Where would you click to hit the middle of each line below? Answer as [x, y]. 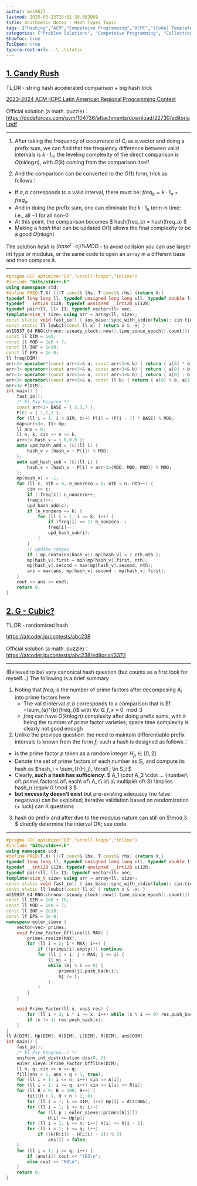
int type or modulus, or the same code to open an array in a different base [96, 254]
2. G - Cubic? [30, 611]
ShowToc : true [23, 39]
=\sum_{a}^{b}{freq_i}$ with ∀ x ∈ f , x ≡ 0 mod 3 [83, 710]
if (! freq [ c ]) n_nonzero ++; [61, 495]
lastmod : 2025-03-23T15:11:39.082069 [52, 17]
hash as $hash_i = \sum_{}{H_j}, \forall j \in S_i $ [73, 769]
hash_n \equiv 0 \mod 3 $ [46, 788]
